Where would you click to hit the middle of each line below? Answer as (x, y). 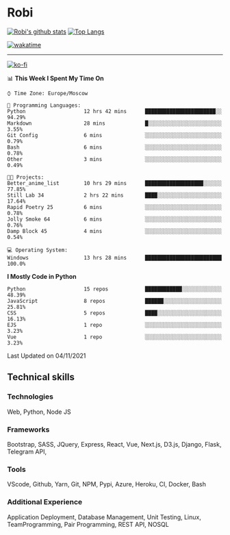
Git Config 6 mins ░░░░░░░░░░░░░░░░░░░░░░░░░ (115, 135)
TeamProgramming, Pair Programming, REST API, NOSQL (88, 524)
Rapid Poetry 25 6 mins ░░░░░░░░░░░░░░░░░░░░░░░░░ (115, 207)
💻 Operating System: (38, 250)
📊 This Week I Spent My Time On (55, 78)
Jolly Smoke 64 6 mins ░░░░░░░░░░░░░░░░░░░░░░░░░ (115, 219)
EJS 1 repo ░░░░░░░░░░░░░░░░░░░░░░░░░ (115, 325)
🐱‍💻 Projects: (26, 177)
